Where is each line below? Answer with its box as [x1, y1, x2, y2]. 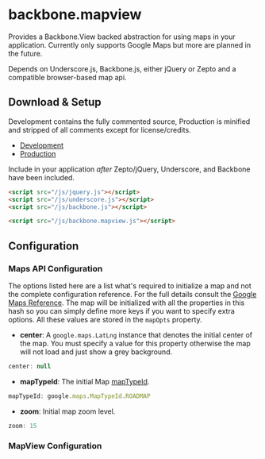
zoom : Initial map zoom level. [19, 407, 116, 416]
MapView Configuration [8, 441, 102, 452]
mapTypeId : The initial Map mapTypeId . [19, 376, 150, 386]
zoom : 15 [8, 422, 37, 430]
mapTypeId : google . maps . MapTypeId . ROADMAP [8, 391, 151, 400]
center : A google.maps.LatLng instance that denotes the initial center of [19, 330, 252, 339]
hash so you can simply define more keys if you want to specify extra [8, 306, 236, 315]
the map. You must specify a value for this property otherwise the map [19, 338, 252, 348]
